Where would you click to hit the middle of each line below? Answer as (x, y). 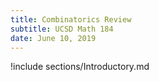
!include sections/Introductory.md (80, 67)
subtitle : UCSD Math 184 (62, 29)
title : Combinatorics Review (71, 19)
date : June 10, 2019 (53, 38)
